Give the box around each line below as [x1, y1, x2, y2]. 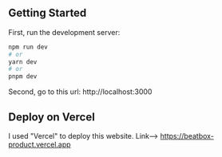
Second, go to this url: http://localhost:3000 [8, 87, 153, 96]
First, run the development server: [8, 27, 121, 37]
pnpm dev [8, 73, 38, 80]
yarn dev [8, 57, 38, 66]
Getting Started [8, 6, 87, 20]
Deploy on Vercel [8, 110, 96, 124]
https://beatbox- [160, 131, 214, 140]
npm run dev [8, 43, 48, 51]
